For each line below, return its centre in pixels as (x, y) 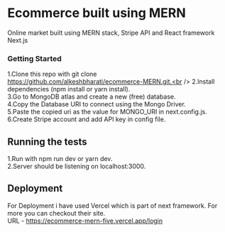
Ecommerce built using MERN (97, 13)
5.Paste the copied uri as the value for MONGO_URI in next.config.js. (108, 112)
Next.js (18, 40)
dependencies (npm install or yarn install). (69, 89)
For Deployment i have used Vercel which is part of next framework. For (112, 205)
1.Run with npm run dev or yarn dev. (60, 159)
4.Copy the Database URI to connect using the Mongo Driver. (97, 104)
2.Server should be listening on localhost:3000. (77, 166)
